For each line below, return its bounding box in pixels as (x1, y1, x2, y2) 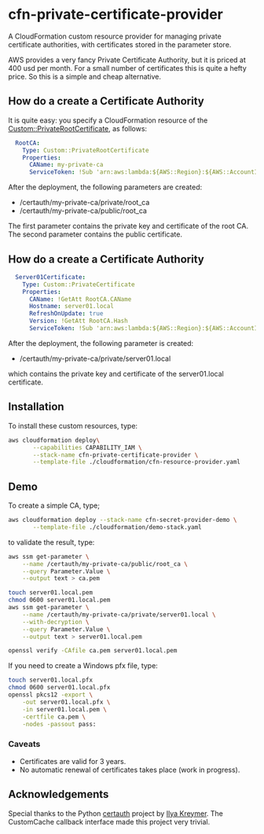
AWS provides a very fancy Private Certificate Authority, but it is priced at (8, 55, 246, 64)
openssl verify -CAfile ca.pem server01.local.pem (8, 647, 178, 655)
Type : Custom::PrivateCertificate (22, 281, 135, 288)
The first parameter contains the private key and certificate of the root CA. (8, 222, 249, 231)
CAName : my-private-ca (28, 161, 104, 169)
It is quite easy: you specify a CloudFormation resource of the (8, 116, 208, 125)
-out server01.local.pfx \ (22, 698, 111, 706)
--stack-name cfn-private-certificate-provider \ (32, 450, 199, 459)
